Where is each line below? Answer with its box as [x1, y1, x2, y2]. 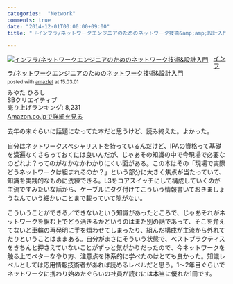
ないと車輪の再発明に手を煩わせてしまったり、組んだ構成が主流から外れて [12, 226, 225, 235]
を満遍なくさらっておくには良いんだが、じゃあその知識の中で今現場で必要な [7, 151, 225, 159]
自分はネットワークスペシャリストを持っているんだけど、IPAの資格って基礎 [7, 142, 222, 150]
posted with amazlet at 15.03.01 [7, 78, 79, 85]
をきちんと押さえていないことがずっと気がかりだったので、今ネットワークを [7, 244, 225, 252]
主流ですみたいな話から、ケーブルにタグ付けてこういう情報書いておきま [7, 185, 214, 194]
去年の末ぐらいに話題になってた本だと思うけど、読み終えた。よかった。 [7, 127, 214, 135]
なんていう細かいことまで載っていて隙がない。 [12, 194, 147, 202]
